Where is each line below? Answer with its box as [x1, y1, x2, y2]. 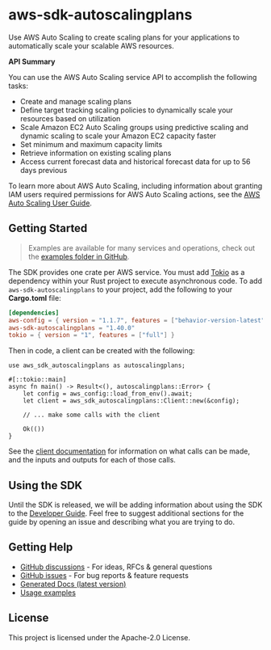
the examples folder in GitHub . [27, 251, 130, 261]
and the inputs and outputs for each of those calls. [8, 455, 176, 465]
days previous [19, 165, 68, 175]
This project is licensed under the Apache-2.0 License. [8, 632, 191, 642]
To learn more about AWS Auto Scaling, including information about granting [8, 180, 263, 191]
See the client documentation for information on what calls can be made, [8, 446, 250, 456]
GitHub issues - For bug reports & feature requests [19, 570, 190, 580]
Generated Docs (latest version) [19, 579, 127, 589]
